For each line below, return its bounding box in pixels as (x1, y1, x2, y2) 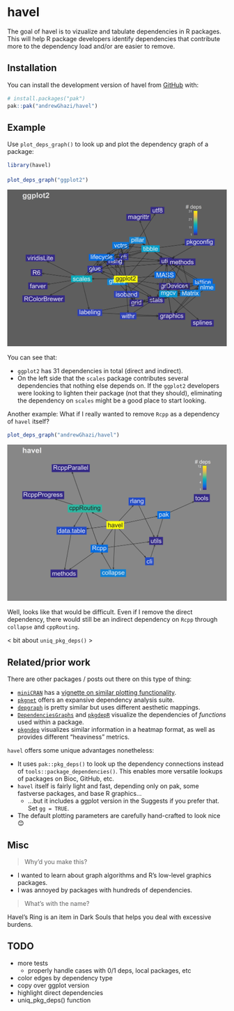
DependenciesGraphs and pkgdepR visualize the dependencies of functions (17, 711, 226, 719)
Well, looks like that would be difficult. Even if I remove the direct (7, 608, 193, 616)
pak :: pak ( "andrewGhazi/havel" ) (7, 102, 98, 109)
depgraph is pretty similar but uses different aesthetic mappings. (17, 703, 201, 712)
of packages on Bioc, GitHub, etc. (17, 774, 115, 783)
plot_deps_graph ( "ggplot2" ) (7, 177, 89, 184)
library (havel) (7, 162, 52, 169)
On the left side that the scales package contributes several (17, 374, 189, 382)
